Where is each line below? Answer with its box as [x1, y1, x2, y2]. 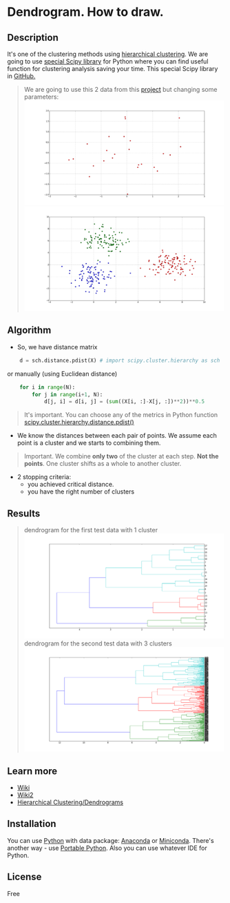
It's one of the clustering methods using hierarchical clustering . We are [7, 50, 209, 58]
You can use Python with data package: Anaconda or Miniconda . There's [7, 836, 215, 844]
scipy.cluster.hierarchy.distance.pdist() [23, 418, 134, 427]
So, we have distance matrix [17, 342, 98, 351]
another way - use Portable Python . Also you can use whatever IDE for [7, 844, 208, 852]
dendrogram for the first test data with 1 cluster [23, 526, 158, 534]
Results [7, 507, 41, 519]
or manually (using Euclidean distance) [7, 369, 118, 378]
